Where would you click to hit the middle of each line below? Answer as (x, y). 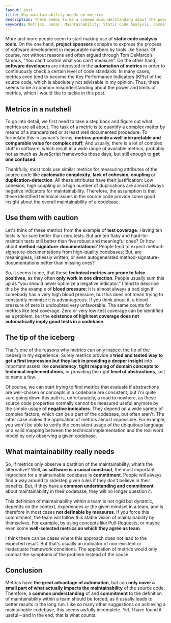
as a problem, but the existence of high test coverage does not (72, 316)
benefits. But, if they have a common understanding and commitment (79, 486)
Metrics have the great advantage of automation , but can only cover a (80, 583)
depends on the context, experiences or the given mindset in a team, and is (84, 507)
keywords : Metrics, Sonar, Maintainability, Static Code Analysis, (78, 24)
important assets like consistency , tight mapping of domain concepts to (82, 366)
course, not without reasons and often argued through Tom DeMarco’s (79, 55)
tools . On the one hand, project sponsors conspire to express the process (83, 44)
